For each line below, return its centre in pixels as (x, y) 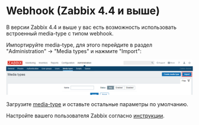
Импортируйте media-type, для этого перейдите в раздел (79, 45)
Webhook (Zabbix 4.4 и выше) (83, 11)
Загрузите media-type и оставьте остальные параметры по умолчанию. (97, 104)
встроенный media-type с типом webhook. (60, 33)
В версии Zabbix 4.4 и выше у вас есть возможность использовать (91, 27)
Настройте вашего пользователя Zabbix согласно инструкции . (85, 116)
